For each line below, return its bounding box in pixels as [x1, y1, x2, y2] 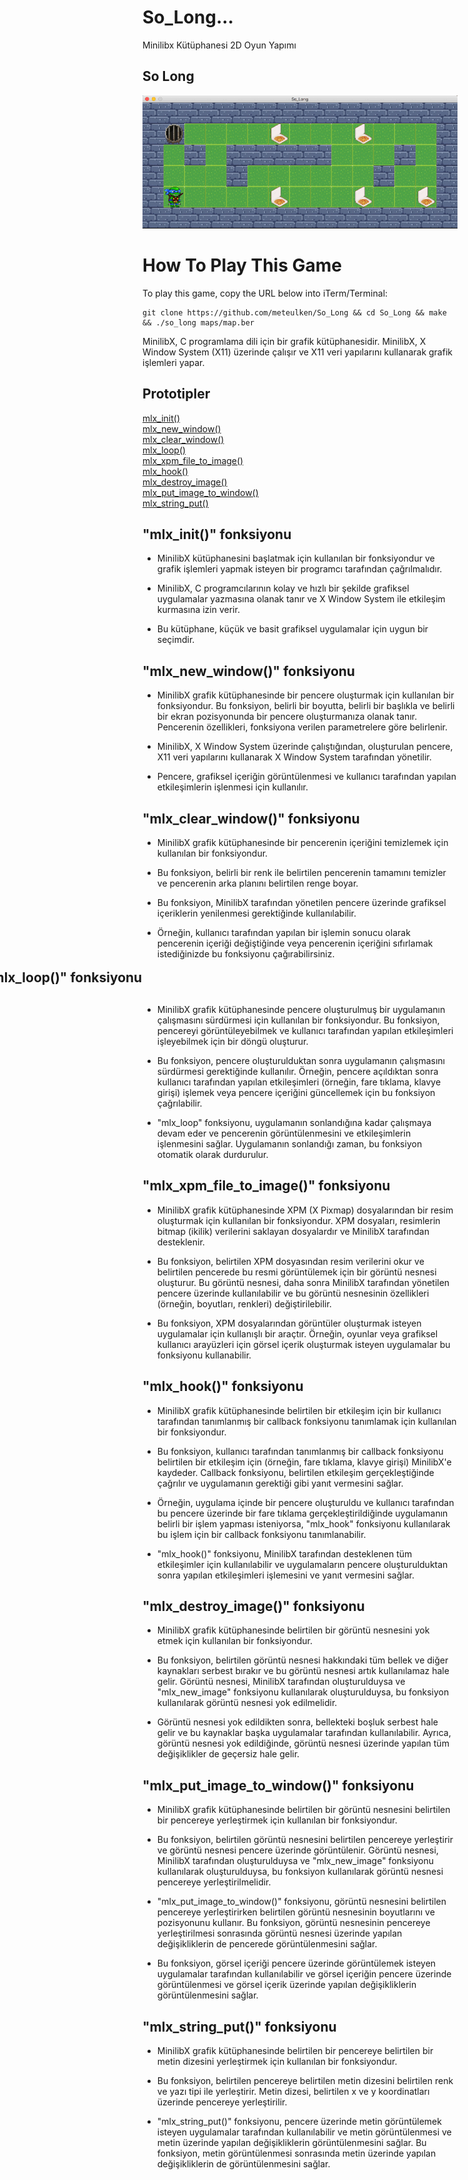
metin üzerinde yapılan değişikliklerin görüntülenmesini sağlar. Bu [156, 2136, 427, 2148]
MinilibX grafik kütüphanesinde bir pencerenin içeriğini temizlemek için [156, 837, 449, 849]
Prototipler [142, 386, 211, 403]
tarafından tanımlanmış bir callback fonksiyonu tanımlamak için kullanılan [156, 1415, 457, 1427]
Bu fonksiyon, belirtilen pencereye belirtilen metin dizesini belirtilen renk [156, 2074, 454, 2086]
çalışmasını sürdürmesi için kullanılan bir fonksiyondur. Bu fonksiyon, [156, 1014, 440, 1026]
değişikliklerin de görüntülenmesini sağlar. [156, 2157, 331, 2170]
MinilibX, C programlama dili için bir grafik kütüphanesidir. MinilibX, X [142, 335, 427, 347]
